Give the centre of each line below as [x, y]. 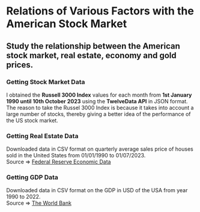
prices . [20, 65]
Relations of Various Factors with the [100, 11]
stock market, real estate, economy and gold [91, 55]
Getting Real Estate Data [42, 136]
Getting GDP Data [32, 177]
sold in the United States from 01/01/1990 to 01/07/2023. [76, 156]
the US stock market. [32, 120]
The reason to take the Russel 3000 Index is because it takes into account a [100, 108]
